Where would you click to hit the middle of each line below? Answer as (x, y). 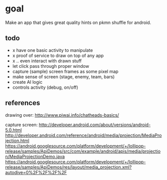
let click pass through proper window (51, 66)
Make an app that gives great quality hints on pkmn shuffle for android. (78, 22)
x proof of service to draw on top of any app (58, 55)
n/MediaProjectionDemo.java (35, 156)
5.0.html (13, 130)
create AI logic (27, 82)
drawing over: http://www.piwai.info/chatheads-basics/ (62, 115)
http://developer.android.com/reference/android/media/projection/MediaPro (83, 135)
